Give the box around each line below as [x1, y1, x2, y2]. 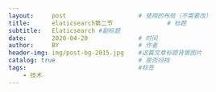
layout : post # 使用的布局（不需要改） [8, 11, 212, 20]
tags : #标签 [8, 64, 155, 72]
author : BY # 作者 [8, 42, 158, 50]
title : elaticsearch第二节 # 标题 [8, 19, 187, 27]
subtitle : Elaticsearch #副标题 [8, 26, 121, 34]
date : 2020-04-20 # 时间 [8, 34, 158, 42]
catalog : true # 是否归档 [8, 57, 170, 65]
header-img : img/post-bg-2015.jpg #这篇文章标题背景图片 [8, 49, 202, 57]
